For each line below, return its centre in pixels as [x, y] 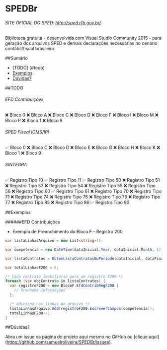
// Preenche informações [40, 290]
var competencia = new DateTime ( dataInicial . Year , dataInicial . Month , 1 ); [84, 249]
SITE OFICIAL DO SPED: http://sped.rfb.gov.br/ [53, 22]
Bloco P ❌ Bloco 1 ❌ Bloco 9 [34, 120]
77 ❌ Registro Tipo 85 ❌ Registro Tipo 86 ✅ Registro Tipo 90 [67, 202]
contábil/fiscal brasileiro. [30, 49]
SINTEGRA [16, 165]
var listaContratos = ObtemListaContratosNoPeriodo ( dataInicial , [74, 259]
